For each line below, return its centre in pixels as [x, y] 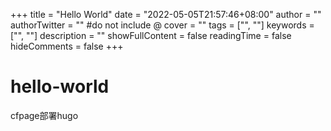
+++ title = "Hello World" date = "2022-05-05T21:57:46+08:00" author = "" [166, 14]
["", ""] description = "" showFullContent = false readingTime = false [151, 35]
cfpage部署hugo [44, 115]
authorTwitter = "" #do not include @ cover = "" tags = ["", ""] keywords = [162, 25]
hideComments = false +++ [67, 46]
